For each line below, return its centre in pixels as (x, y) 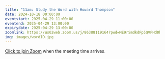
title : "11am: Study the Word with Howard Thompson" (60, 10)
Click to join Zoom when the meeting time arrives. (55, 51)
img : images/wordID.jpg (29, 37)
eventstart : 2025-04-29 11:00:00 (39, 19)
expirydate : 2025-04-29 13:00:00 (39, 28)
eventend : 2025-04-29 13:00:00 (37, 23)
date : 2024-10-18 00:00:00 (33, 14)
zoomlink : (15, 32)
